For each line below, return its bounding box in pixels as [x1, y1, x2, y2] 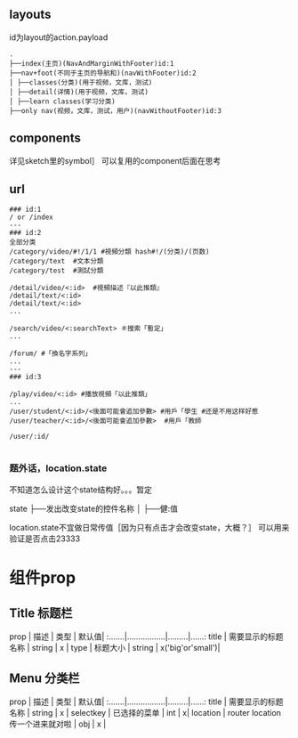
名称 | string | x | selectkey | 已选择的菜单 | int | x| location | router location [9, 707, 282, 718]
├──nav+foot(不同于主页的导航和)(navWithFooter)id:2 [9, 69, 197, 77]
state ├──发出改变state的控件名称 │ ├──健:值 [9, 503, 179, 514]
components [9, 131, 82, 146]
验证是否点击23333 [9, 533, 81, 544]
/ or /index [9, 213, 53, 222]
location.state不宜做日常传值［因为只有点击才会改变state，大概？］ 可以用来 [9, 522, 290, 532]
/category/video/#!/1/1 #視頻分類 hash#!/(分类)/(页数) [9, 247, 210, 256]
